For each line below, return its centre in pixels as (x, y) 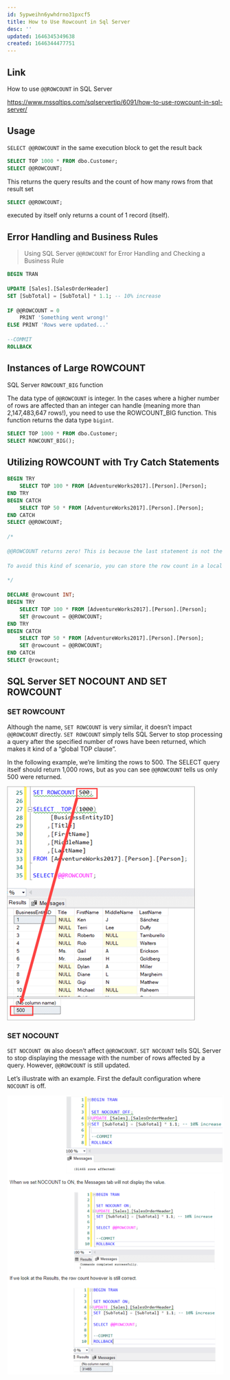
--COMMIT (20, 340)
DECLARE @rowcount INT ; (41, 595)
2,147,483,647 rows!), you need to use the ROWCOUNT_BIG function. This (112, 413)
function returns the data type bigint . (60, 420)
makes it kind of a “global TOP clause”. (62, 749)
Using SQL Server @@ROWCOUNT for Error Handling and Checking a (115, 254)
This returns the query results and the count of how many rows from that (110, 182)
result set (21, 188)
